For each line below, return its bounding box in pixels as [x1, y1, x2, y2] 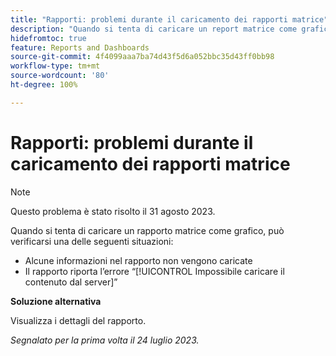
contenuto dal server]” [24, 276, 118, 288]
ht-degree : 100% [10, 80, 78, 90]
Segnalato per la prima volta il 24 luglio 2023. [10, 334, 200, 346]
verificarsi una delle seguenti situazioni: [10, 235, 174, 247]
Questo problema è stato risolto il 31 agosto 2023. [10, 205, 216, 217]
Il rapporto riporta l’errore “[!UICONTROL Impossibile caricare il [24, 265, 285, 277]
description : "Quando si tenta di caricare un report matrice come [10, 24, 298, 34]
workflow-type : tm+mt [10, 61, 101, 71]
